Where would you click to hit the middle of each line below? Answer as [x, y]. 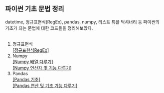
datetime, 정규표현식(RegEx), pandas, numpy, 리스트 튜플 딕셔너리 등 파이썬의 [82, 22]
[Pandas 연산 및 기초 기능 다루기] [45, 86]
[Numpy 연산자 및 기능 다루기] [42, 68]
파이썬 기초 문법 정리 [35, 9]
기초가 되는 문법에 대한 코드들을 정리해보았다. [49, 28]
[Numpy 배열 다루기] [33, 62]
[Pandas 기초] [26, 79]
